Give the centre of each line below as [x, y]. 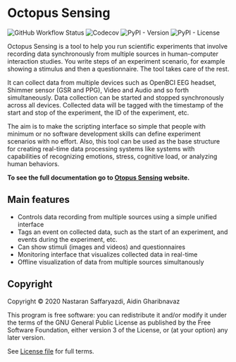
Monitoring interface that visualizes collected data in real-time [107, 254]
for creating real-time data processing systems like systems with [101, 148]
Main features [39, 200]
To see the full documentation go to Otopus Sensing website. [99, 177]
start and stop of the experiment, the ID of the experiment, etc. [98, 112]
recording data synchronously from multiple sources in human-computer [113, 54]
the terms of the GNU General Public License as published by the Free [109, 322]
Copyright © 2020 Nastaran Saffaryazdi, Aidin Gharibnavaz [94, 301]
